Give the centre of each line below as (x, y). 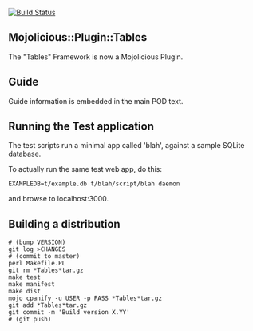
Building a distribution (65, 224)
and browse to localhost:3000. (59, 199)
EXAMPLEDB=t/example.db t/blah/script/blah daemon (94, 184)
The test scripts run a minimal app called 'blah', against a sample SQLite (126, 146)
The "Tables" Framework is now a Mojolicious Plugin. (96, 57)
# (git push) (30, 320)
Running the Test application (81, 127)
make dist (25, 292)
